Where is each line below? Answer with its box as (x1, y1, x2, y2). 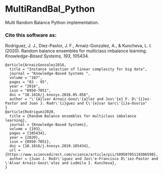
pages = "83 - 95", (9, 79, 49, 85)
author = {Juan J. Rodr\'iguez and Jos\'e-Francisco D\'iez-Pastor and (9, 156, 159, 161)
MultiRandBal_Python (5, 3, 95, 15)
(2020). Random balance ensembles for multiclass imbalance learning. (5, 48, 147, 54)
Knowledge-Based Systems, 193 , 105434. (5, 53, 89, 59)
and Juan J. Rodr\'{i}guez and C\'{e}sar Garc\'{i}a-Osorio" (20, 101, 147, 106)
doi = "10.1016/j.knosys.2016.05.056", (9, 93, 91, 97)
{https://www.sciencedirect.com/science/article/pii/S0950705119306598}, (5, 152, 159, 157)
